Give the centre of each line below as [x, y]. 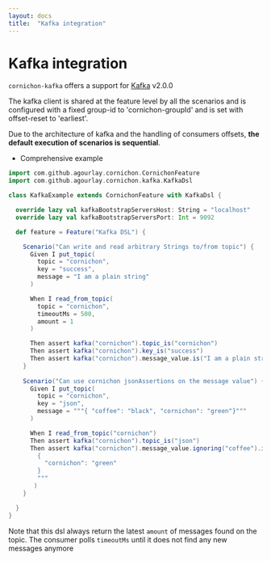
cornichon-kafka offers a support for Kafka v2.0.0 [91, 86]
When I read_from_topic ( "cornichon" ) [93, 433]
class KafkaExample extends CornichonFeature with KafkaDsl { [115, 196]
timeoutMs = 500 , [66, 314]
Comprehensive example [61, 158]
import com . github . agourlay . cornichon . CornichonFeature [104, 173]
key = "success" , [66, 269]
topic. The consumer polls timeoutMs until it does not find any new [118, 539]
